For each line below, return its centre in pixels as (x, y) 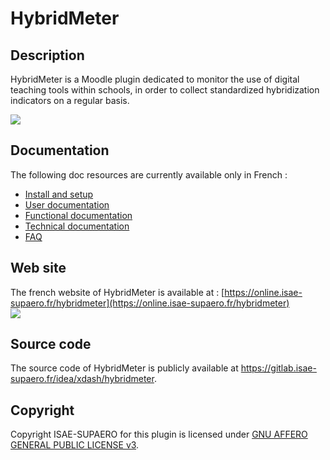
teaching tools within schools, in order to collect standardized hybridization (165, 90)
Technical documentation (77, 226)
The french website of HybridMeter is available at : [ (117, 292)
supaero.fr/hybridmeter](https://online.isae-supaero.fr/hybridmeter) (150, 303)
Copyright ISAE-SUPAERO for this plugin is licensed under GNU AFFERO (159, 434)
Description (47, 55)
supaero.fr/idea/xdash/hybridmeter (82, 379)
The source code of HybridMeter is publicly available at (124, 368)
